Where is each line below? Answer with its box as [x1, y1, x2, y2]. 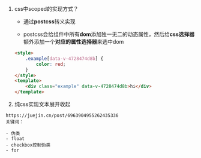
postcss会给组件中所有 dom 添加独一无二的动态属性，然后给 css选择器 [23, 31, 195, 38]
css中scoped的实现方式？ [14, 5, 79, 12]
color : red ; [36, 61, 66, 67]
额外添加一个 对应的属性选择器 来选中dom [23, 38, 124, 45]
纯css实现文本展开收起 [14, 101, 71, 108]
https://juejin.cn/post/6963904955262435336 [5, 113, 119, 118]
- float [5, 136, 25, 142]
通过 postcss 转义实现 [23, 18, 76, 25]
